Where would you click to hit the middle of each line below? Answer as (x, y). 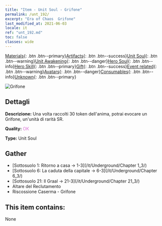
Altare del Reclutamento (37, 187)
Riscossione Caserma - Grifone (44, 192)
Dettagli (17, 102)
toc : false (16, 38)
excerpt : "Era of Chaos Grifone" (40, 19)
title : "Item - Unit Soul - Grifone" (44, 10)
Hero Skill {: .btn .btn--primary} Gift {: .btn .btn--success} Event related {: (86, 66)
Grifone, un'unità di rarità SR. (34, 119)
